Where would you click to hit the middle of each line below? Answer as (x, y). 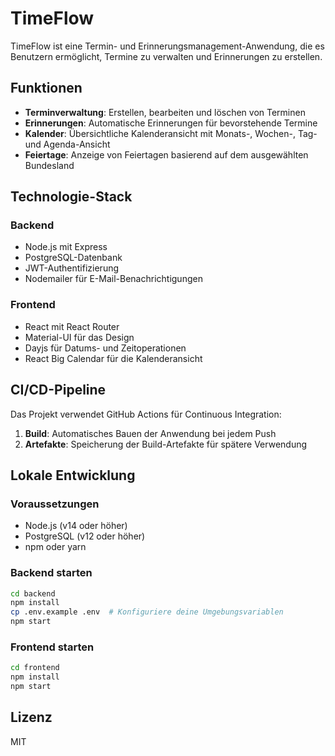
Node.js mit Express (66, 247)
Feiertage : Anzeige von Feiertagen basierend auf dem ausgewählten (166, 154)
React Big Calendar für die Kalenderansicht (113, 358)
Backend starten (51, 573)
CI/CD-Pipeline (58, 390)
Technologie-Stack (71, 197)
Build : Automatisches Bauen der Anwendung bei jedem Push (150, 433)
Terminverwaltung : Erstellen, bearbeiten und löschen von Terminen (165, 112)
